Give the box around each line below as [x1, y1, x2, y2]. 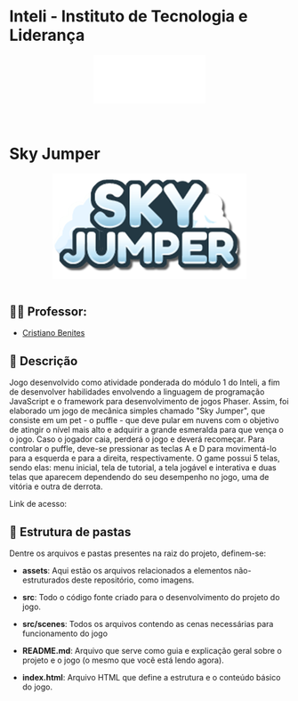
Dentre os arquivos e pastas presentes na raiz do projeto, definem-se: [9, 548, 267, 558]
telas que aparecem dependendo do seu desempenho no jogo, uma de [9, 472, 270, 483]
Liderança [9, 25, 85, 45]
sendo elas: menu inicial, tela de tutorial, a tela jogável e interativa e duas [9, 462, 278, 473]
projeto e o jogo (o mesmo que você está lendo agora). [21, 655, 224, 665]
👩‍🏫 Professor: [9, 304, 87, 319]
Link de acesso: [9, 499, 68, 509]
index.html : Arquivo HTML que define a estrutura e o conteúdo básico [21, 672, 281, 682]
